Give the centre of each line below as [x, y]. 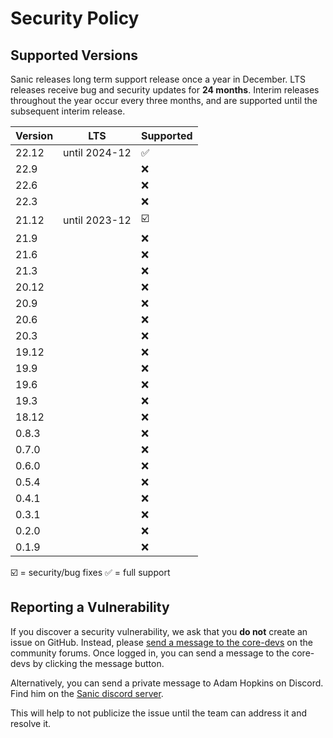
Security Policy [75, 18]
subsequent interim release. [68, 111]
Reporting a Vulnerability [90, 607]
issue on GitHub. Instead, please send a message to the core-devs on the [161, 642]
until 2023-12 [97, 220]
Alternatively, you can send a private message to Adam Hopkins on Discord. [167, 683]
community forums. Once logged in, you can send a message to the [150, 653]
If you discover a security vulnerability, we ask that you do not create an [159, 631]
